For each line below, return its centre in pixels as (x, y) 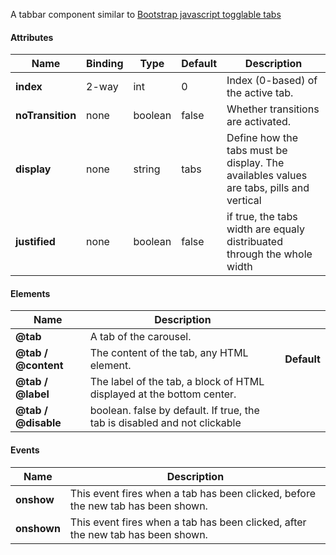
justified (35, 242)
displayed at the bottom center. (163, 394)
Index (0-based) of (272, 81)
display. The (255, 163)
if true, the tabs (262, 217)
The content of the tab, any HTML (169, 353)
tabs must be (257, 151)
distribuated (254, 242)
